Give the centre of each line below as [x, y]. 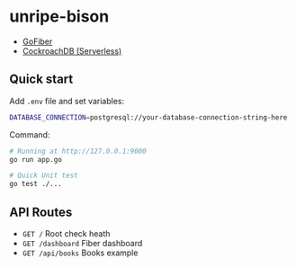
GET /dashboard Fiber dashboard [82, 243]
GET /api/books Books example [80, 253]
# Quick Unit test [44, 176]
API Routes [41, 212]
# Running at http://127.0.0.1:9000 [78, 151]
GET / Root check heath [66, 233]
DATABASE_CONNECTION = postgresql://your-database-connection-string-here [148, 117]
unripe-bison [59, 17]
